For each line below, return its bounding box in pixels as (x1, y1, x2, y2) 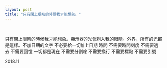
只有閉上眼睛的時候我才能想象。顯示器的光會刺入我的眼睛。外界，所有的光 (5, 36, 158, 42)
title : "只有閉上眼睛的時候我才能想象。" (5, 12, 81, 17)
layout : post (5, 7, 32, 12)
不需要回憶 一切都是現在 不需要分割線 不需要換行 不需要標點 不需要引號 (10, 48, 157, 54)
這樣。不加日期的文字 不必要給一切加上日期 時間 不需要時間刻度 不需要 (9, 42, 154, 48)
